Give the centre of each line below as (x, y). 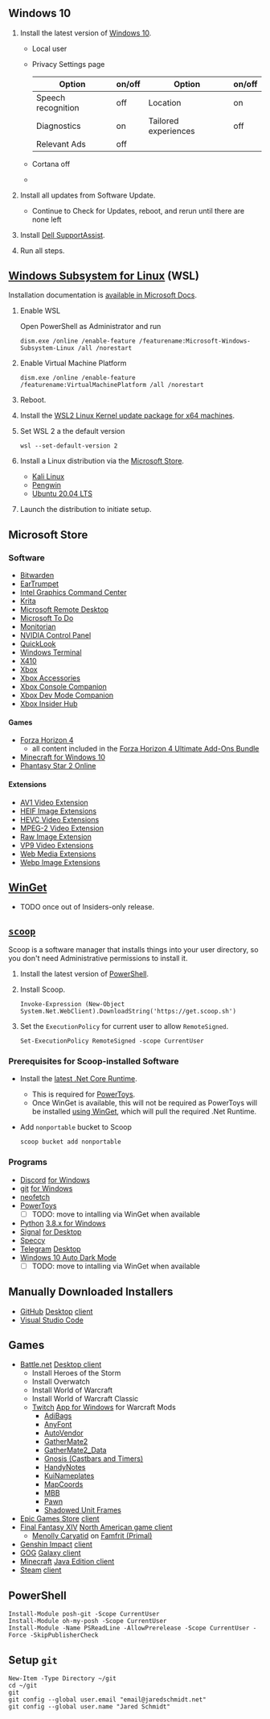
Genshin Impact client (56, 1544)
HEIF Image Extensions (58, 811)
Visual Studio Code (52, 1320)
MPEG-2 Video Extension (62, 828)
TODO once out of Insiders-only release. (87, 907)
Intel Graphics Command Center (73, 593)
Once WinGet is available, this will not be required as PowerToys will (145, 1103)
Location (165, 102)
